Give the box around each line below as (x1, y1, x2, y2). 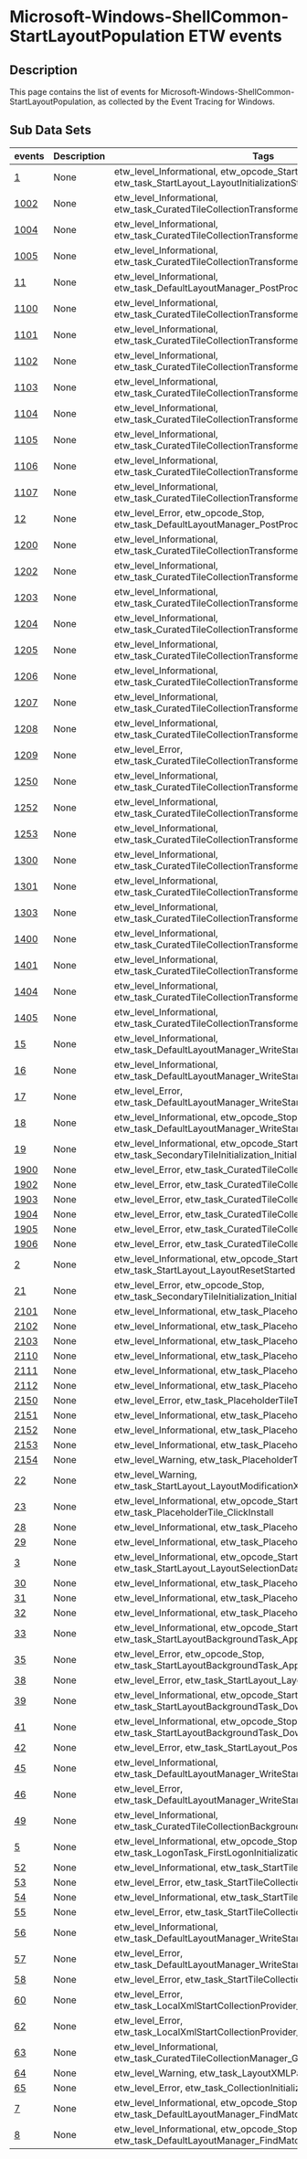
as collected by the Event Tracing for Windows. (97, 96, 276, 107)
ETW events (188, 26, 282, 47)
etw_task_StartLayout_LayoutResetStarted (113, 1264, 296, 1276)
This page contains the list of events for (9, 87, 159, 97)
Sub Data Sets (9, 122, 91, 138)
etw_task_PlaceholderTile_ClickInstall (113, 1506, 274, 1519)
